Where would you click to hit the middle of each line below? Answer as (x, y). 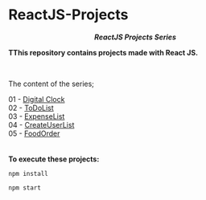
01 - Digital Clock (37, 99)
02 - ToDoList (31, 108)
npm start (25, 188)
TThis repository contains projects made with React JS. (103, 52)
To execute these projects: (54, 159)
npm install (28, 173)
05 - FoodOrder (34, 133)
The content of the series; (51, 84)
